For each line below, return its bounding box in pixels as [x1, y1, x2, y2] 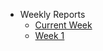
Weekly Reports [19, 9, 86, 20]
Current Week [34, 19, 93, 31]
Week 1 [34, 30, 65, 41]
